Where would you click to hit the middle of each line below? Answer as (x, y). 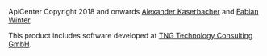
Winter (19, 20)
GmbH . (20, 44)
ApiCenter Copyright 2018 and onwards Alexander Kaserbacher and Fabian (133, 12)
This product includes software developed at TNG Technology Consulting (131, 36)
